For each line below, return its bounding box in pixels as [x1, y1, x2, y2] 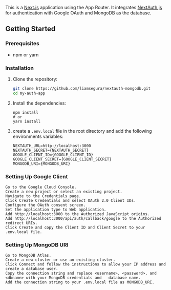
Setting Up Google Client [5, 173, 68, 180]
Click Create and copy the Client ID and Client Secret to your [5, 225, 145, 230]
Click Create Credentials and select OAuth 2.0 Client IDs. [5, 198, 137, 203]
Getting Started [5, 25, 56, 33]
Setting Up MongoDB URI [5, 241, 69, 248]
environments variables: [12, 133, 64, 139]
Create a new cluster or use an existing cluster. [5, 257, 116, 263]
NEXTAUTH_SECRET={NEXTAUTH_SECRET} [12, 148, 89, 153]
